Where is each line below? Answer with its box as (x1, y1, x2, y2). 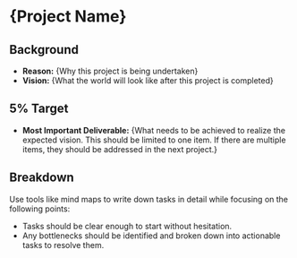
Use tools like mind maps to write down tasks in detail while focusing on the (9, 193, 289, 204)
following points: (9, 203, 71, 214)
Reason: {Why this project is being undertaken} (21, 65, 199, 76)
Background (9, 42, 79, 57)
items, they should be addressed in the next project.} (21, 143, 217, 154)
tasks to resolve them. (21, 239, 105, 250)
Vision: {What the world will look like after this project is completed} (21, 75, 275, 86)
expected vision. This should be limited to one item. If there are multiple (21, 134, 286, 145)
